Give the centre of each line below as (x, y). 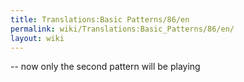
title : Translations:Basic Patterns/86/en (100, 19)
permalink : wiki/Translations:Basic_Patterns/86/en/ (122, 29)
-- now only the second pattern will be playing (105, 67)
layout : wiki (37, 38)
